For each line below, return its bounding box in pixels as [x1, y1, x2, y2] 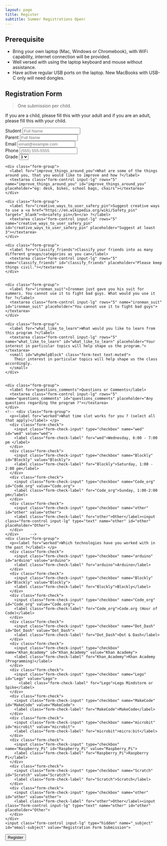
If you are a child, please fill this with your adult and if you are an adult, [5, 113, 151, 118]
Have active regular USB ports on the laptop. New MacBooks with [12, 70, 148, 76]
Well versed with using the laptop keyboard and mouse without [12, 59, 142, 65]
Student [5, 128, 21, 134]
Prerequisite [5, 35, 44, 44]
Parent [5, 135, 19, 140]
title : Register [5, 12, 39, 17]
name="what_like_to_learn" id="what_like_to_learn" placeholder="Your [5, 339, 155, 344]
